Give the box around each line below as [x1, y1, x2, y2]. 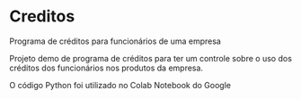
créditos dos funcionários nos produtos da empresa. [9, 62, 204, 73]
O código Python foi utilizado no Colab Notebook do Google [9, 79, 232, 90]
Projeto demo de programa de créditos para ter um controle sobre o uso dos [9, 53, 292, 63]
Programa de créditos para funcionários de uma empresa [9, 36, 222, 46]
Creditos [9, 6, 75, 27]
